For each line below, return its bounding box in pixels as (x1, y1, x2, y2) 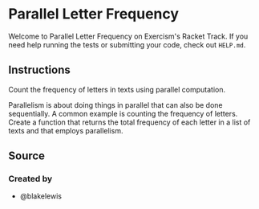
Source (8, 150, 46, 163)
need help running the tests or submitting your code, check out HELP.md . (8, 39, 246, 49)
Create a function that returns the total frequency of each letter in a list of (8, 117, 251, 127)
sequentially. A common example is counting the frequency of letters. (8, 109, 238, 118)
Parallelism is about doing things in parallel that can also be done (8, 100, 223, 109)
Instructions (8, 64, 71, 77)
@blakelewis (19, 191, 63, 201)
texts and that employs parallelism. (8, 125, 123, 135)
